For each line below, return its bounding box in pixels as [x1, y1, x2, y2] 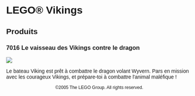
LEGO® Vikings [6, 4, 83, 16]
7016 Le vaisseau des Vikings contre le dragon [6, 44, 140, 51]
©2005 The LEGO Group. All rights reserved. [55, 84, 144, 90]
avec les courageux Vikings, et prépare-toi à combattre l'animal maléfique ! [6, 73, 177, 80]
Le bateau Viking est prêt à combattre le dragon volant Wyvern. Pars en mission [6, 67, 189, 74]
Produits [6, 26, 38, 36]
